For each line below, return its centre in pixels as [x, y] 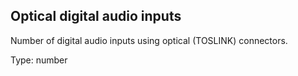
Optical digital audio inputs [96, 16]
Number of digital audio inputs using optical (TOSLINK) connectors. [149, 40]
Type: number [39, 60]
